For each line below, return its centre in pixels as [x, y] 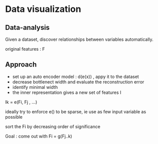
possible [14, 117]
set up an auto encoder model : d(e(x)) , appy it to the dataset [76, 76]
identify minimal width [35, 87]
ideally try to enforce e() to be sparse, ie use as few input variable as [76, 111]
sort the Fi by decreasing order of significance [53, 126]
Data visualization [43, 9]
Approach [21, 65]
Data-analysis [27, 28]
